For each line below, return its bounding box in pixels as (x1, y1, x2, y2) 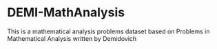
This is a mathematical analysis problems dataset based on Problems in (7, 27, 210, 35)
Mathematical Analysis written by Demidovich (7, 34, 137, 42)
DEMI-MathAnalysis (7, 5, 125, 20)
